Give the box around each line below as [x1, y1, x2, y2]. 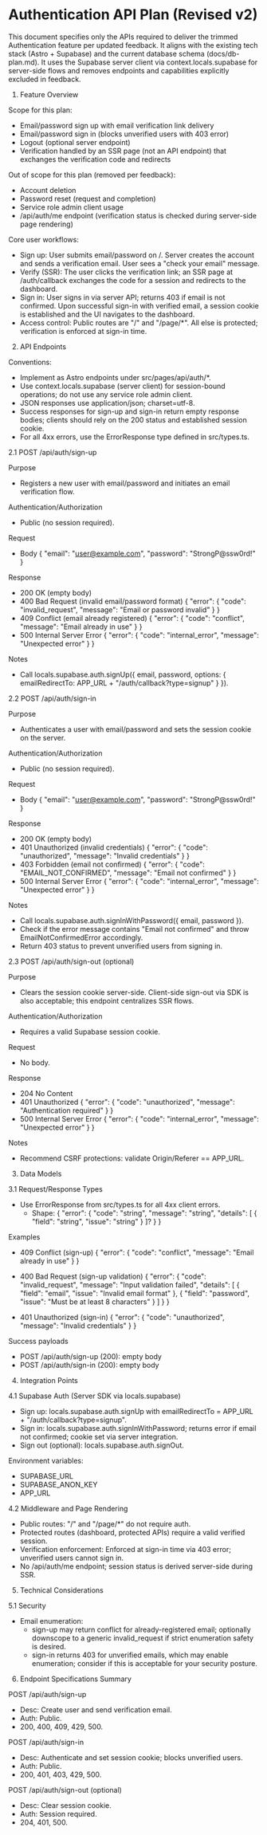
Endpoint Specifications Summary [19, 1674, 132, 1684]
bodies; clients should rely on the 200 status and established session [19, 415, 247, 424]
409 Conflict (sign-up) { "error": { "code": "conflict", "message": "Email [19, 1248, 254, 1257]
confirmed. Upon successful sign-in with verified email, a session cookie [19, 301, 259, 310]
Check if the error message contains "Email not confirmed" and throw [19, 924, 249, 933]
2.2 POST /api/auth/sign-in [8, 694, 97, 703]
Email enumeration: [19, 1616, 84, 1625]
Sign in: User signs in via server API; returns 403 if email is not [19, 293, 226, 302]
